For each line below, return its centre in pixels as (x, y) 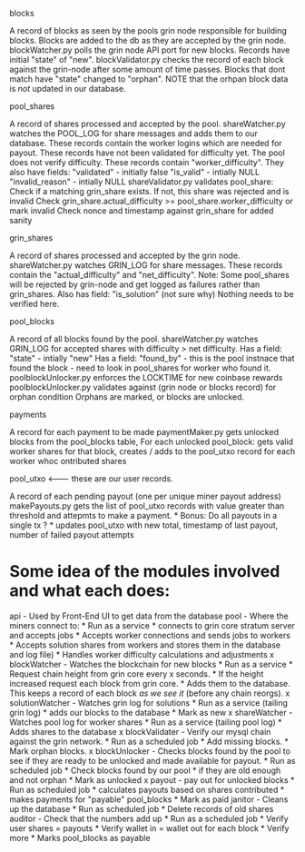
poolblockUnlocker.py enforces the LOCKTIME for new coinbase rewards (146, 377)
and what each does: (90, 591)
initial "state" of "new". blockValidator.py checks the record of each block (147, 59)
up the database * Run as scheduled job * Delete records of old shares (142, 808)
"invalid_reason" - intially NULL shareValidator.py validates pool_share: (142, 182)
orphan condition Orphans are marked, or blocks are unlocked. (127, 397)
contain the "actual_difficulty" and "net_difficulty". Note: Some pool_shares (150, 275)
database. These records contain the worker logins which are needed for (146, 143)
